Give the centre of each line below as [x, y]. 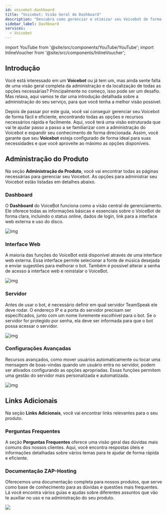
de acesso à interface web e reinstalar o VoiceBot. [57, 271]
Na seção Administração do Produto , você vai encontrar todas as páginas [82, 171]
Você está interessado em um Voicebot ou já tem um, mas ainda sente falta [83, 80]
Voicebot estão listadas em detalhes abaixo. [50, 182]
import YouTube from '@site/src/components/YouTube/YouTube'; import [80, 47]
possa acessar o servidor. [32, 326]
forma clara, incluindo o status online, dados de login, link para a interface [81, 216]
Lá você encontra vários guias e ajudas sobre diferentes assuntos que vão [82, 492]
